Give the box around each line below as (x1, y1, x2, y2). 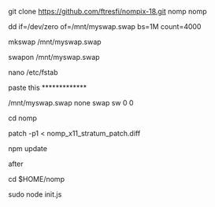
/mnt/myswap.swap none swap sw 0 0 (8, 98, 134, 107)
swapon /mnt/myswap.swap (8, 53, 100, 61)
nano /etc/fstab (8, 68, 58, 77)
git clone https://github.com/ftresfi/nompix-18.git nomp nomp (8, 7, 207, 16)
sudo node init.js (8, 190, 62, 199)
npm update (8, 144, 47, 153)
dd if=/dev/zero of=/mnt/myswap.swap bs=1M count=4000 (8, 22, 202, 31)
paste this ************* (8, 83, 87, 92)
